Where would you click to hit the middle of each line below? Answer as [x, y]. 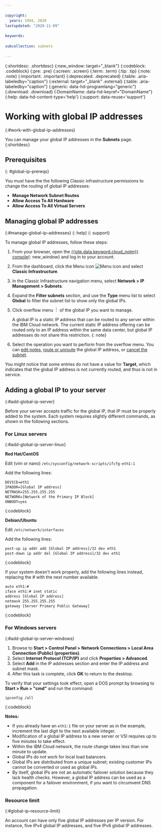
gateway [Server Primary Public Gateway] [48, 606]
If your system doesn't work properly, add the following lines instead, [74, 572]
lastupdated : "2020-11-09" [32, 26]
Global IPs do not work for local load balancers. [59, 757]
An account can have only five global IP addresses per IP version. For [74, 820]
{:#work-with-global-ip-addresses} [40, 130]
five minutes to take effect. [39, 741]
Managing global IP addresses [52, 221]
